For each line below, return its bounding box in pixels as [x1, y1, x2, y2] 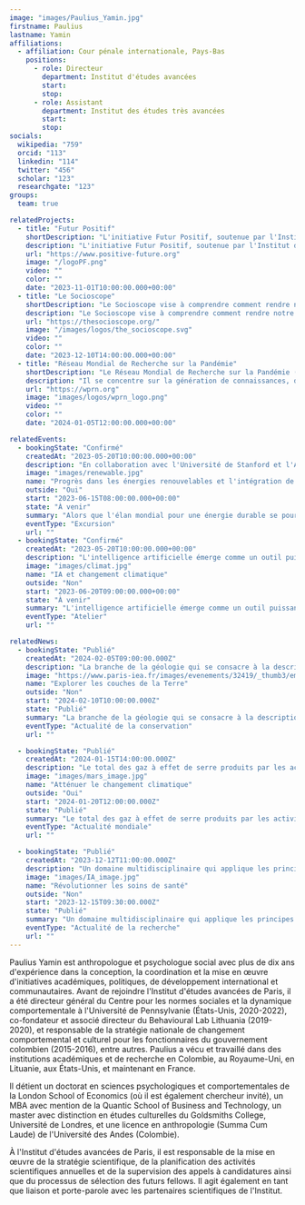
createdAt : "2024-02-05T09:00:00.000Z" [25, 653, 177, 663]
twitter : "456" [17, 165, 75, 174]
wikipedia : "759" [17, 140, 84, 149]
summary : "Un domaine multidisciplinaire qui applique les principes [25, 915, 295, 924]
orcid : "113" [17, 148, 67, 157]
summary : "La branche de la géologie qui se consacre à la [25, 712, 254, 722]
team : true [17, 199, 59, 209]
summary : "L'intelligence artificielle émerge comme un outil [25, 603, 266, 613]
